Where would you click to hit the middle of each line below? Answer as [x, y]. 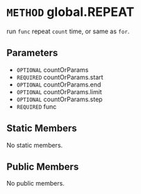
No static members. [35, 145]
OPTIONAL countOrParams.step [59, 99]
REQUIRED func [36, 106]
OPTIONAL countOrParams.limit [59, 91]
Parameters [32, 53]
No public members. [36, 184]
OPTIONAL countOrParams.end [59, 85]
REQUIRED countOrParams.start [60, 77]
